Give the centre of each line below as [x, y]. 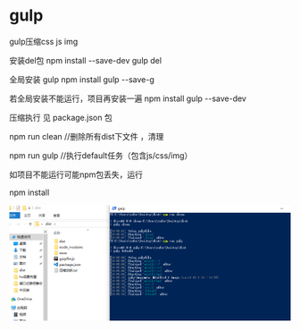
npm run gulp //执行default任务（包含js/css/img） [101, 155]
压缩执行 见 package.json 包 [61, 117]
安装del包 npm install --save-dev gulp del [86, 60]
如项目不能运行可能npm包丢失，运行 [76, 174]
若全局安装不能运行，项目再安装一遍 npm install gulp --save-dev [128, 98]
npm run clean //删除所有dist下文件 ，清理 [87, 136]
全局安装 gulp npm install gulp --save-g [82, 79]
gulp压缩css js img [44, 41]
